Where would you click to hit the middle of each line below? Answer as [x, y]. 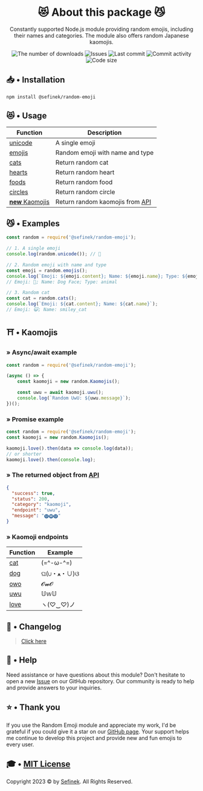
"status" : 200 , [31, 499]
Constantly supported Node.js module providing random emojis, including [101, 29]
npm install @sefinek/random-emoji [51, 97]
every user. [20, 744]
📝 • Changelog [34, 627]
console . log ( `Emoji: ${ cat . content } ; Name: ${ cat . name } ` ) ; [82, 304]
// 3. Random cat [28, 293]
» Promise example [35, 419]
